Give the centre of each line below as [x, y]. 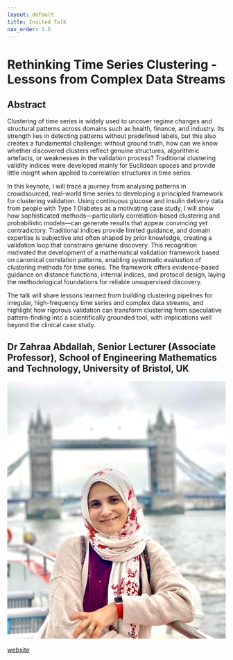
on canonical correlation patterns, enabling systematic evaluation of [104, 260]
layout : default [31, 15]
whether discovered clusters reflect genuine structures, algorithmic [103, 151]
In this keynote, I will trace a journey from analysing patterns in [97, 186]
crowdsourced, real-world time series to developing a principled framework [115, 193]
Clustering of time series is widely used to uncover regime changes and [110, 121]
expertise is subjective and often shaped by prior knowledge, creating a [110, 238]
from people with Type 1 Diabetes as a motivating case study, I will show [111, 209]
